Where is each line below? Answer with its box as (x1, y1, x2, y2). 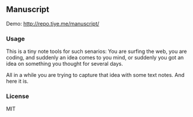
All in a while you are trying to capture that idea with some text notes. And (6, 72, 185, 79)
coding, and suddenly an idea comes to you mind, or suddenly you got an (6, 54, 184, 61)
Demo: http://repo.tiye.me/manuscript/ (6, 20, 100, 27)
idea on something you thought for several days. (6, 61, 123, 68)
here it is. (6, 78, 29, 85)
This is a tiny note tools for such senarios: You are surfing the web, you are (6, 48, 187, 55)
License (6, 93, 29, 101)
